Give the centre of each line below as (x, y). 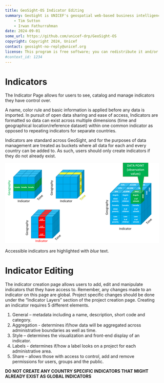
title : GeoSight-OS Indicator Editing (44, 10)
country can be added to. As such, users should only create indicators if (78, 151)
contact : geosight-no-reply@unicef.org (46, 47)
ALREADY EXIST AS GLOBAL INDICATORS (48, 376)
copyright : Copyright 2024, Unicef (41, 42)
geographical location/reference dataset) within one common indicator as (79, 126)
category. (22, 320)
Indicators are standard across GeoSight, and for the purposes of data (76, 140)
